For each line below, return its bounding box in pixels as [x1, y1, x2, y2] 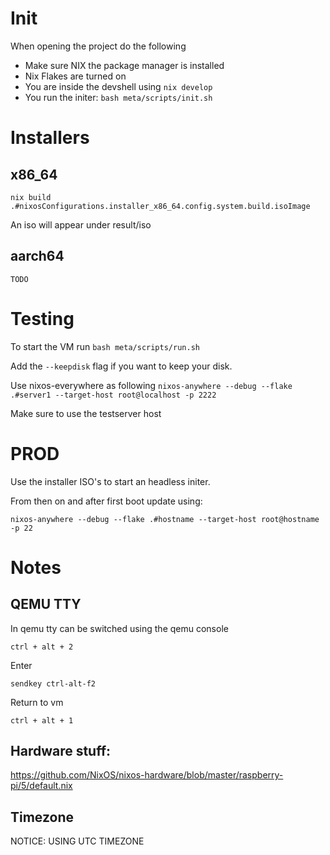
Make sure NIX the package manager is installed [24, 59, 225, 71]
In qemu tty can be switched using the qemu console [10, 622, 229, 634]
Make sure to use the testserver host [10, 407, 162, 419]
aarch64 [10, 248, 65, 265]
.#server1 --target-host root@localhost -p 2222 [10, 390, 217, 400]
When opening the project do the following [10, 40, 187, 52]
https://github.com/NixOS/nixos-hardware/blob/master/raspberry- [10, 769, 284, 781]
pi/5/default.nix [10, 780, 73, 792]
